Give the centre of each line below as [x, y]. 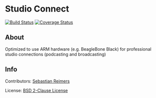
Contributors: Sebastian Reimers [38, 81]
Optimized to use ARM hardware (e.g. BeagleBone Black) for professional [78, 49]
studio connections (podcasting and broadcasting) [55, 54]
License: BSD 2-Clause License [36, 90]
